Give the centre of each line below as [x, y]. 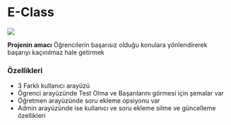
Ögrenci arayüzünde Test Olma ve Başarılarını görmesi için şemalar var [121, 93]
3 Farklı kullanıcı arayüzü [54, 86]
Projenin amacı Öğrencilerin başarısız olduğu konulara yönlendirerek [107, 45]
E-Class [31, 12]
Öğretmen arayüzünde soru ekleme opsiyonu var [89, 101]
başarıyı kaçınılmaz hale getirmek [56, 52]
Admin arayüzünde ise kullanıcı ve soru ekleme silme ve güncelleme [117, 108]
